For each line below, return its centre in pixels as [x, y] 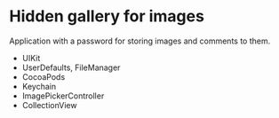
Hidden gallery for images [107, 16]
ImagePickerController [63, 96]
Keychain [39, 86]
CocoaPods [44, 76]
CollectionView [49, 105]
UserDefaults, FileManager [71, 67]
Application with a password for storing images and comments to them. [140, 41]
